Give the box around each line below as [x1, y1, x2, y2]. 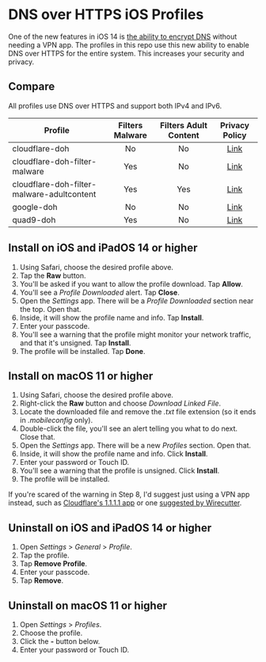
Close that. [19, 432, 55, 442]
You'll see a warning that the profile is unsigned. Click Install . [19, 466, 220, 476]
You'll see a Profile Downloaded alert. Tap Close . [19, 287, 180, 297]
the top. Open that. [19, 304, 82, 314]
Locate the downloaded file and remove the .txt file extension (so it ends [19, 407, 256, 417]
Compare [8, 80, 55, 93]
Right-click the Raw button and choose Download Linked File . [19, 398, 222, 409]
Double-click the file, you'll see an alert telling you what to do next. [19, 424, 238, 433]
